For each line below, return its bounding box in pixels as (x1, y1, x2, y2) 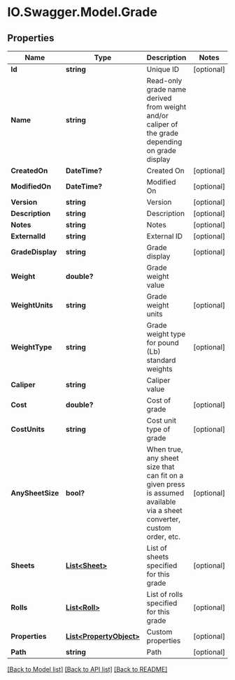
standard (146, 356, 176, 365)
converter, (146, 514, 180, 524)
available (146, 497, 176, 507)
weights (146, 364, 173, 374)
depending (146, 137, 183, 147)
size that (146, 462, 175, 472)
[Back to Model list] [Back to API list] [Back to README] (7, 665, 168, 673)
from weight (146, 102, 187, 112)
